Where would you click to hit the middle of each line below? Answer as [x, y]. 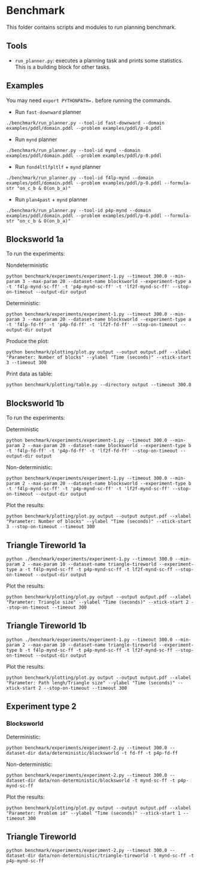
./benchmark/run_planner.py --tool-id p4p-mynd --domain [79, 210]
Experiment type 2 [41, 707]
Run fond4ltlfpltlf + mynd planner [58, 166]
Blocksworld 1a [35, 239]
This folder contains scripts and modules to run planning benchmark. [91, 27]
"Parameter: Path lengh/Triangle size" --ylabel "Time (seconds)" [91, 683]
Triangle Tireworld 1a [46, 545]
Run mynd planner [36, 139]
